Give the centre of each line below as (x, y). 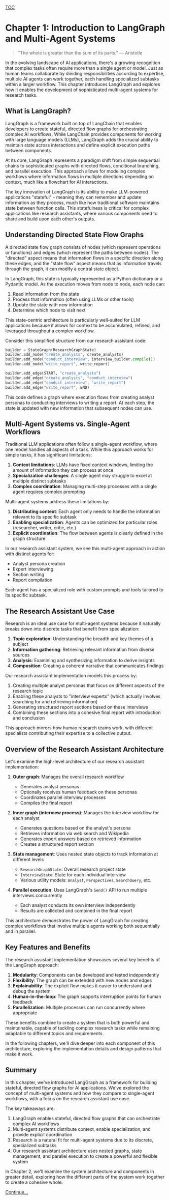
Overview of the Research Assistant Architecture (84, 749)
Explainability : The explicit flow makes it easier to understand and (82, 985)
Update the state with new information (53, 304)
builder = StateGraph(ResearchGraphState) (51, 350)
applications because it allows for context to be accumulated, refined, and (83, 325)
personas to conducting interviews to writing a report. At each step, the (80, 403)
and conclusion (29, 718)
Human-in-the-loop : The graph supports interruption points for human (87, 996)
